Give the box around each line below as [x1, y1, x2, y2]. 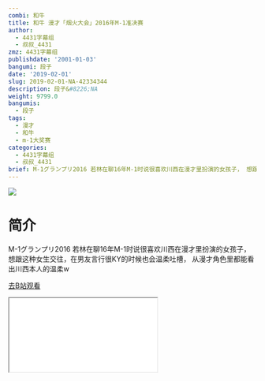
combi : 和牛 [8, 11, 45, 20]
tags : [8, 114, 26, 122]
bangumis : [8, 99, 41, 107]
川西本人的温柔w [14, 263, 69, 273]
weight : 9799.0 [8, 92, 58, 100]
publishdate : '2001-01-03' [8, 56, 97, 64]
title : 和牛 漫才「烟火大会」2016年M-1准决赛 [8, 19, 144, 27]
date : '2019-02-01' [8, 70, 73, 78]
